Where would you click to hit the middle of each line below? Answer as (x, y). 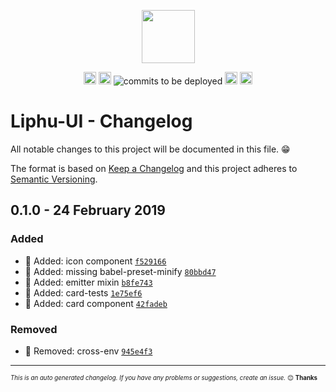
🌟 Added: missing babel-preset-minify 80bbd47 (120, 271)
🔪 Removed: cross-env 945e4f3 (88, 351)
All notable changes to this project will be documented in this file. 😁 (150, 149)
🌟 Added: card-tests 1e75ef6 (83, 292)
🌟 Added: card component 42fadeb (96, 303)
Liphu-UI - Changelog (101, 121)
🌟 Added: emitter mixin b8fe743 (88, 282)
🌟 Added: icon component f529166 (95, 261)
